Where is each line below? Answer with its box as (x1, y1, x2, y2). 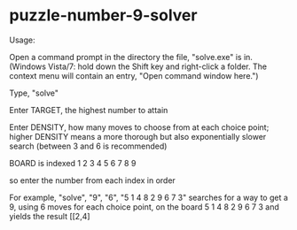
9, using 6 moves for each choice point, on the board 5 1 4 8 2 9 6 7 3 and (9, 201, 279, 212)
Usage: (9, 34, 35, 45)
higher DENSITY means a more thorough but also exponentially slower (9, 131, 267, 142)
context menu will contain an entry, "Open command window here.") (9, 70, 259, 80)
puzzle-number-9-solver (9, 5, 198, 26)
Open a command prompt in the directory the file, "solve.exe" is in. (9, 51, 253, 62)
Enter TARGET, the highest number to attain (9, 104, 168, 115)
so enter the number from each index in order (9, 174, 176, 186)
